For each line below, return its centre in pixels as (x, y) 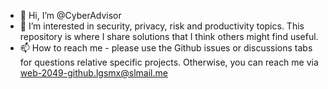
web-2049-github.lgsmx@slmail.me (93, 73)
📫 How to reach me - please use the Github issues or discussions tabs (166, 48)
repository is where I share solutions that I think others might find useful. (169, 36)
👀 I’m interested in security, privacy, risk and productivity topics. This (162, 26)
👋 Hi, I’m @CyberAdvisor (70, 15)
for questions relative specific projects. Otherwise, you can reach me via (169, 62)
